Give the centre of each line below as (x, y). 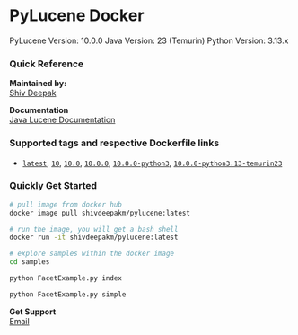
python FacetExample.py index (66, 278)
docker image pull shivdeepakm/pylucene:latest (100, 213)
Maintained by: (38, 84)
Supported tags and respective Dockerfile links (114, 143)
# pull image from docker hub (66, 204)
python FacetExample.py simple (68, 294)
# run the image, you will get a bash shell (94, 229)
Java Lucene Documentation (62, 120)
